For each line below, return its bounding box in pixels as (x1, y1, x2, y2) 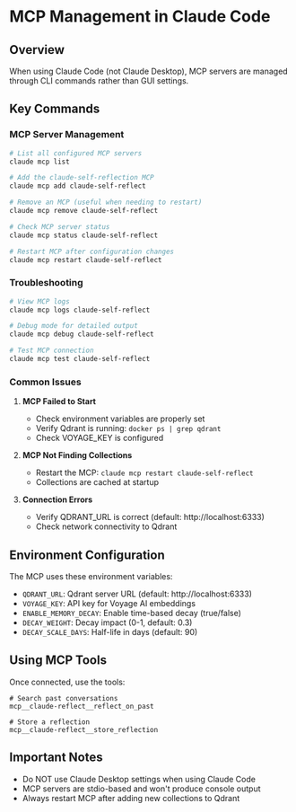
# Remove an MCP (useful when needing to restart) (9, 198, 203, 207)
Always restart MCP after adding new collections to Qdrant (22, 792, 240, 803)
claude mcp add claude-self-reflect (9, 181, 146, 190)
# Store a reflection (9, 717, 91, 727)
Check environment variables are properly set (35, 413, 205, 424)
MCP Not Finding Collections (22, 450, 133, 461)
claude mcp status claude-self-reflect (9, 231, 159, 240)
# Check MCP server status (9, 222, 110, 231)
